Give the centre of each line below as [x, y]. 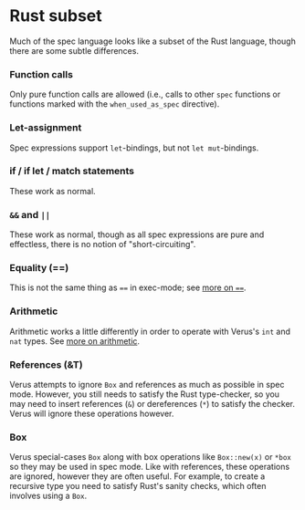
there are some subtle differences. [74, 50]
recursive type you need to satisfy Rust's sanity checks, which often [138, 486]
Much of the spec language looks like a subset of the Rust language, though [153, 41]
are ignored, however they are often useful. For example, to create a [137, 476]
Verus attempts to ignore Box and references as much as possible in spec [147, 385]
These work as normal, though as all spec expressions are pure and [137, 234]
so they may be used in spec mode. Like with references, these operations [150, 467]
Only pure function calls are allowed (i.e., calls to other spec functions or [145, 94]
